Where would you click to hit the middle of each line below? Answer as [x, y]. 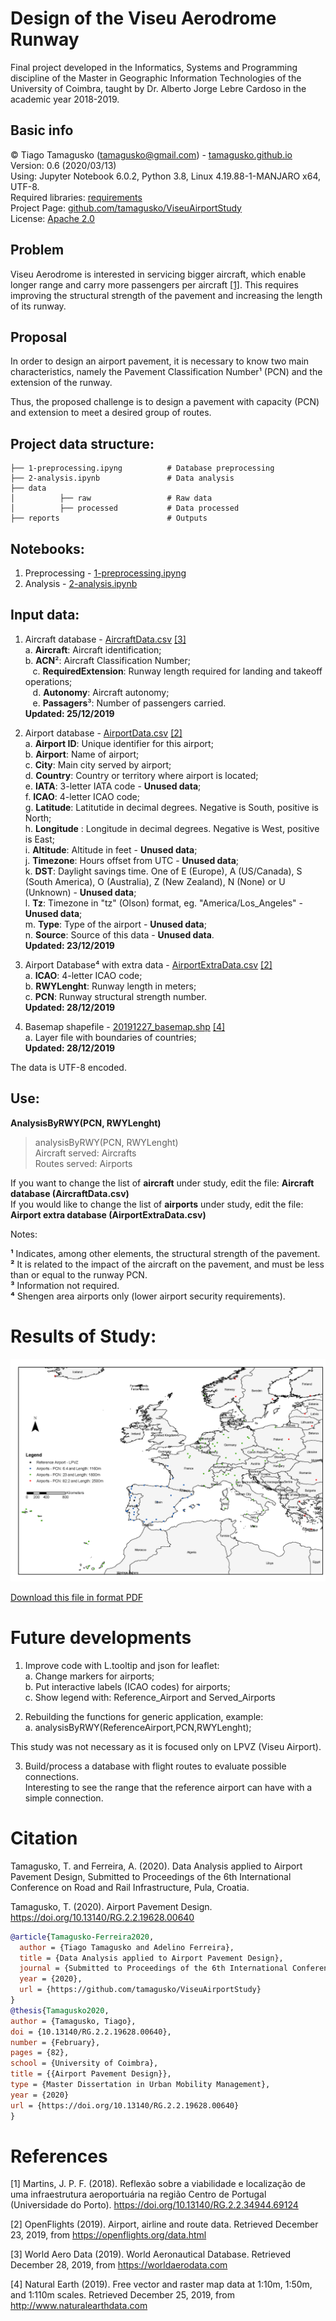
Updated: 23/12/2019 [69, 945]
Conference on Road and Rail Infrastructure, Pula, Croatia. [130, 1887]
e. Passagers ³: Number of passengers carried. [129, 703]
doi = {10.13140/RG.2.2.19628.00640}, [91, 2032]
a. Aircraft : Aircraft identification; [93, 649]
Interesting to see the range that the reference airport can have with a [168, 1787]
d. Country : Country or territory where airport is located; [141, 775]
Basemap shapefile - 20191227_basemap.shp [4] [125, 1026]
